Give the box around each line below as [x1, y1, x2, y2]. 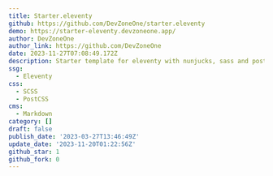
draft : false [8, 125, 53, 133]
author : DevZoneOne [8, 34, 75, 43]
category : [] [8, 118, 53, 126]
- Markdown [15, 110, 53, 118]
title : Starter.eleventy [8, 11, 93, 20]
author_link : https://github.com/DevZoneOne [8, 42, 162, 50]
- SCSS [15, 87, 38, 96]
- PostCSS [15, 95, 49, 103]
